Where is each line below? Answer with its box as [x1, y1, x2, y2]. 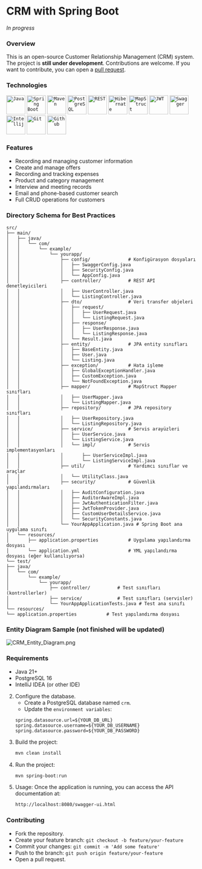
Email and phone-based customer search [15, 189, 119, 197]
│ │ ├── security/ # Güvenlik [6, 479, 155, 485]
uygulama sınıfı [6, 526, 47, 533]
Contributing [6, 816, 45, 824]
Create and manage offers [15, 163, 80, 171]
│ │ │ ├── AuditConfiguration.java [6, 490, 145, 496]
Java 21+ [15, 667, 38, 675]
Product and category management [15, 177, 104, 184]
